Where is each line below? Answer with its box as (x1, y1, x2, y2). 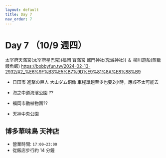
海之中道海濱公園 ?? (12, 90, 54, 96)
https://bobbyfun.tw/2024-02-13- (21, 63, 91, 69)
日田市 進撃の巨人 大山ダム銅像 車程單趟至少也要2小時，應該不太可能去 (12, 79, 159, 85)
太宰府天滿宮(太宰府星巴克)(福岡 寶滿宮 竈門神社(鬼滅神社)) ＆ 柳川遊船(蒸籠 (5, 57, 161, 63)
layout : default (5, 7, 39, 12)
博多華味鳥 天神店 (5, 127, 59, 135)
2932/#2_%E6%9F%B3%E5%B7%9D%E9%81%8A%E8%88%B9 (5, 69, 141, 75)
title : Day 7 (5, 12, 32, 17)
